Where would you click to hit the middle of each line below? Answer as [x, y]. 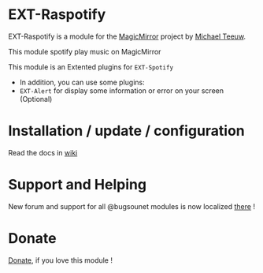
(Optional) [36, 99]
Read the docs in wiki [43, 152]
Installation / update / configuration [127, 131]
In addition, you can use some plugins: [82, 82]
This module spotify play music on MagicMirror [85, 51]
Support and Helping [78, 185]
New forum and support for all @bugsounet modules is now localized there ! [132, 206]
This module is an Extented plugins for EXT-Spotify [91, 67]
